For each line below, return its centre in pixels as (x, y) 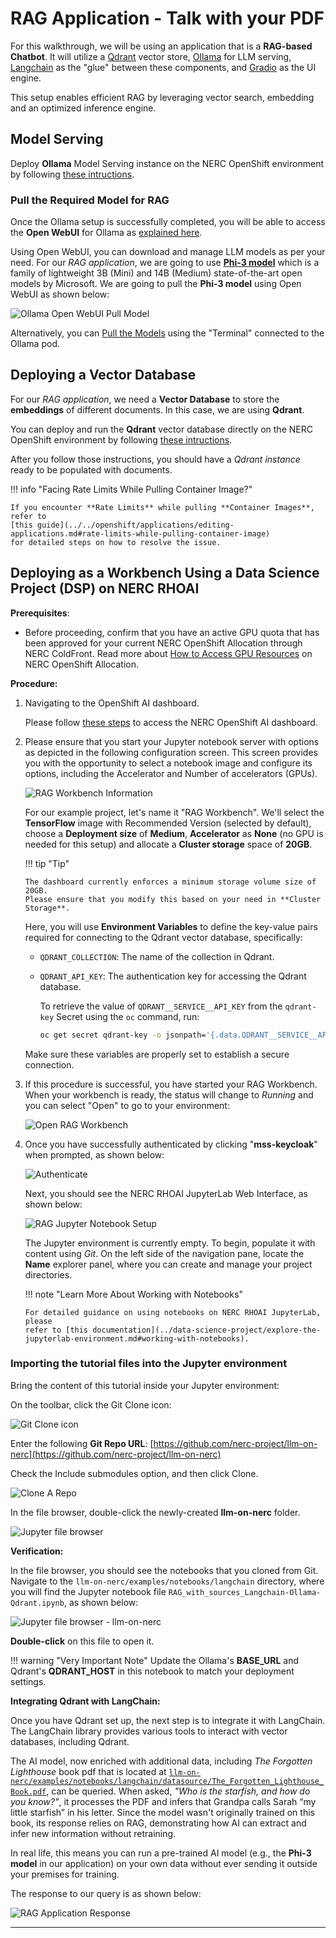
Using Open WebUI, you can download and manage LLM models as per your (168, 252)
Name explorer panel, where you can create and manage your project (168, 1264)
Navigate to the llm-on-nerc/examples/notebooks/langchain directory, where (167, 1581)
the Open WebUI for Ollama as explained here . (106, 233)
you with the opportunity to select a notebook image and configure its (168, 763)
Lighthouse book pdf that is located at (88, 1771)
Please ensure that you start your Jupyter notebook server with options (172, 741)
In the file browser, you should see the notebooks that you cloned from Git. (164, 1570)
